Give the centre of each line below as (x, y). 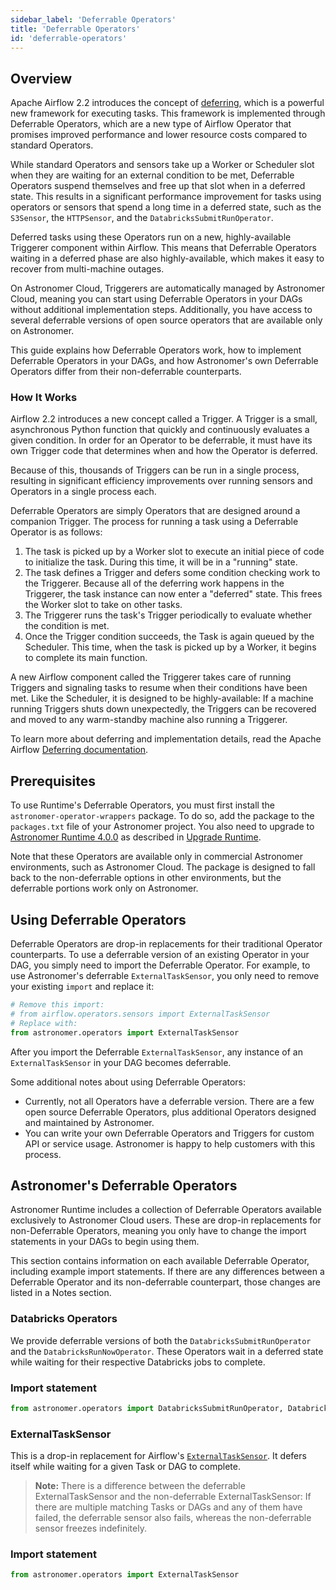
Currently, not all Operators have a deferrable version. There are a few (169, 1101)
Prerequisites (53, 781)
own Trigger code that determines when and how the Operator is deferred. (164, 451)
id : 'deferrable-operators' (69, 38)
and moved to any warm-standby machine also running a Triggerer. (149, 720)
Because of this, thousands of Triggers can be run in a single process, (155, 470)
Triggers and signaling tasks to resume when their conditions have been (159, 688)
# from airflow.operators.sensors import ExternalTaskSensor (140, 1014)
